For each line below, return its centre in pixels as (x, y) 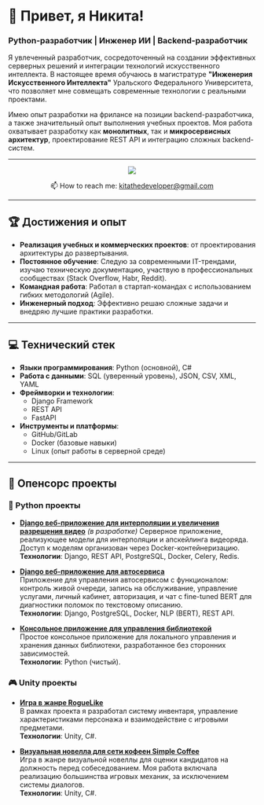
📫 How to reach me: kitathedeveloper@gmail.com (132, 186)
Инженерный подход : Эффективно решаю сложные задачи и (124, 303)
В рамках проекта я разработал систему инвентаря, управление (128, 711)
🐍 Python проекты (44, 505)
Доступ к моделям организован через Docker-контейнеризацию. (130, 548)
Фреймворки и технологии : (67, 393)
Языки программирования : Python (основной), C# (106, 368)
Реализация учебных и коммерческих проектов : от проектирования (137, 245)
